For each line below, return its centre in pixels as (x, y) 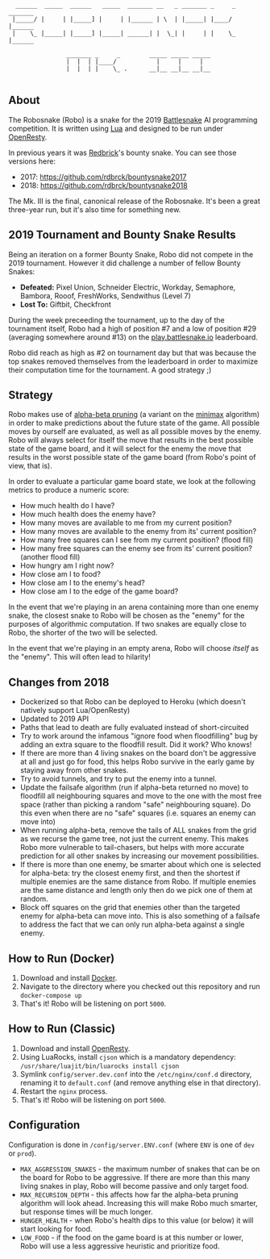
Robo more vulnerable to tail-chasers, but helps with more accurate (132, 848)
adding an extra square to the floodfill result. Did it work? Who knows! (136, 744)
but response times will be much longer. (86, 1211)
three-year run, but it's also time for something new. (95, 209)
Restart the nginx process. (64, 1091)
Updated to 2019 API (54, 719)
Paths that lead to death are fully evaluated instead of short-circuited (134, 727)
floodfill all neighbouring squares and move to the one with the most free (141, 796)
